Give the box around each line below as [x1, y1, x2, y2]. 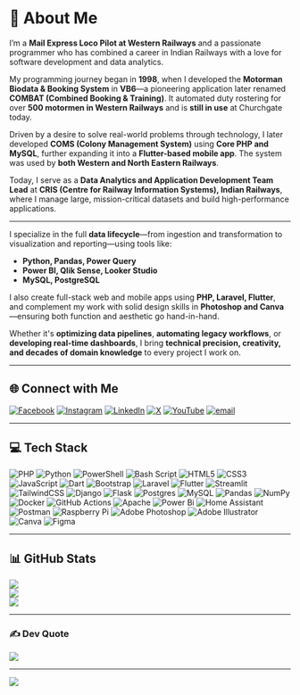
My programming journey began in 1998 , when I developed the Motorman [9, 73, 283, 84]
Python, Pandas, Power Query [21, 255, 137, 266]
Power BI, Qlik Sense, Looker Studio [21, 265, 158, 276]
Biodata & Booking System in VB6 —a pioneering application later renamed [9, 83, 287, 94]
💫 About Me [9, 8, 98, 29]
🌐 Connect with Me [9, 381, 119, 396]
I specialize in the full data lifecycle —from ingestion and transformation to [9, 228, 283, 239]
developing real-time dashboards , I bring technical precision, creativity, [9, 337, 281, 348]
